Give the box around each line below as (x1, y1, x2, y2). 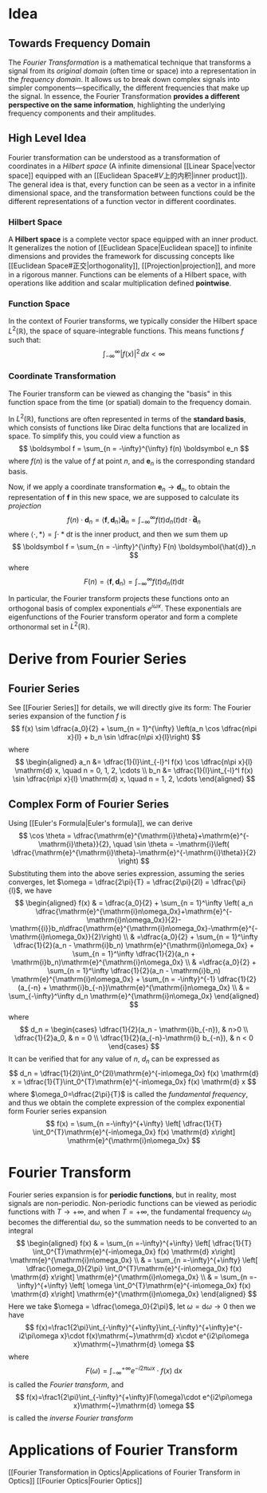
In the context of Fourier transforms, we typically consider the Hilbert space (8, 316, 257, 326)
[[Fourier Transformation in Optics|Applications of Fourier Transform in (8, 1467, 241, 1477)
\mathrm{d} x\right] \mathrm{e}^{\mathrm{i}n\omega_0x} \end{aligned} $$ (10, 1289, 257, 1299)
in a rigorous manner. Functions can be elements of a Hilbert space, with (8, 270, 247, 280)
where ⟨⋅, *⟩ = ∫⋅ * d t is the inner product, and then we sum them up (8, 529, 229, 539)
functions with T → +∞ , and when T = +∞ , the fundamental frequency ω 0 (8, 1207, 252, 1218)
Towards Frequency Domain (8, 37, 151, 50)
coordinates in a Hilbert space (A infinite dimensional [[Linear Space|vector (8, 161, 256, 171)
